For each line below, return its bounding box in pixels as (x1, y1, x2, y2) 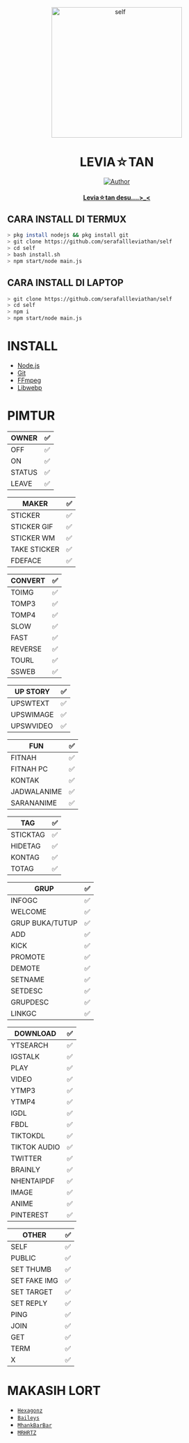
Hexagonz (17, 1407, 43, 1414)
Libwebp (17, 383, 42, 392)
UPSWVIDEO (10, 720, 54, 730)
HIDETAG (10, 841, 41, 851)
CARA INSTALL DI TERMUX (7, 213, 127, 225)
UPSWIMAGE (10, 709, 54, 719)
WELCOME (10, 906, 47, 916)
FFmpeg (17, 376, 42, 384)
